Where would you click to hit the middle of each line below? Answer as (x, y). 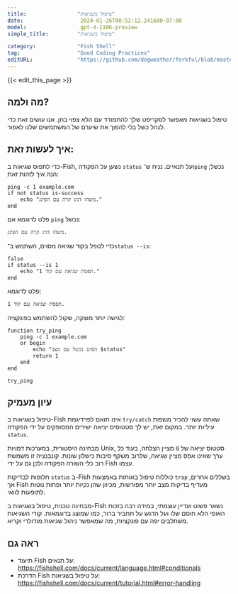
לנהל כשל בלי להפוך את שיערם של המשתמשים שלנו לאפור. (86, 127)
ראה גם (23, 543)
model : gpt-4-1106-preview (73, 27)
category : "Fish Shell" (61, 47)
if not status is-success (45, 193)
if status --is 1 (33, 265)
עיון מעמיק (30, 402)
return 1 (46, 356)
